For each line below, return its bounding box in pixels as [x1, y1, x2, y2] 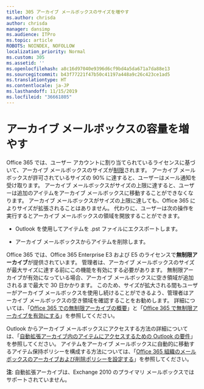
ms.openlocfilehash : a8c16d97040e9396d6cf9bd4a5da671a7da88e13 [6, 65, 171, 72]
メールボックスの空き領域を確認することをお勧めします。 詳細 [29, 296, 185, 304]
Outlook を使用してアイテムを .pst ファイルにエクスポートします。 [15, 225, 181, 232]
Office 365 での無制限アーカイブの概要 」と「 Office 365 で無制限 [30, 304, 193, 312]
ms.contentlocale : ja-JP [6, 83, 69, 89]
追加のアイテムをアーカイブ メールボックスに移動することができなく [16, 189, 189, 196]
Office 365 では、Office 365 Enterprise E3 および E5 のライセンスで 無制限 [6, 251, 193, 258]
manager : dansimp [6, 26, 51, 32]
